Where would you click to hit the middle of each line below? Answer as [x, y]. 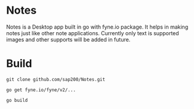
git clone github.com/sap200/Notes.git [56, 79]
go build [17, 100]
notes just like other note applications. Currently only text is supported [93, 33]
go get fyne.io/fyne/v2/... [41, 90]
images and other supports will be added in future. [68, 39]
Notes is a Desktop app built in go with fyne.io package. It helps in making [97, 27]
